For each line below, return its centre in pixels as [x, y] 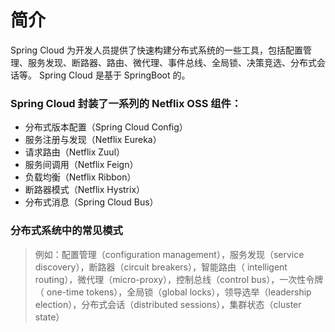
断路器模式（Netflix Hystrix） [85, 190]
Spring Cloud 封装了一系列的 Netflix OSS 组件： [126, 103]
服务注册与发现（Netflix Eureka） [93, 140]
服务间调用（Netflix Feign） [81, 165]
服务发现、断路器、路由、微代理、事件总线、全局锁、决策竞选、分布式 [172, 62]
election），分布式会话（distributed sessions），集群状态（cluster [168, 304]
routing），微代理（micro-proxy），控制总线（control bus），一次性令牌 [179, 279]
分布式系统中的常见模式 [66, 231]
